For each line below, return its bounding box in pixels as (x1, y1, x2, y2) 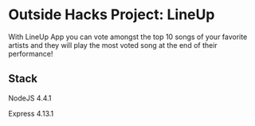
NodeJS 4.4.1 (8, 93, 52, 103)
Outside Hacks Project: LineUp (8, 6, 215, 24)
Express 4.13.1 (8, 108, 54, 118)
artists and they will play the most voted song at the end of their (8, 40, 218, 49)
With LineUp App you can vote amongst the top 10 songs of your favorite (8, 32, 248, 41)
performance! (8, 49, 53, 58)
